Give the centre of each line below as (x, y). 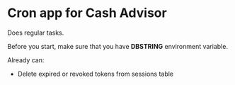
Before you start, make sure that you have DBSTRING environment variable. (118, 46)
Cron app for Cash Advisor (87, 13)
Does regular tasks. (36, 33)
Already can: (26, 60)
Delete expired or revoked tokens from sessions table (96, 74)
